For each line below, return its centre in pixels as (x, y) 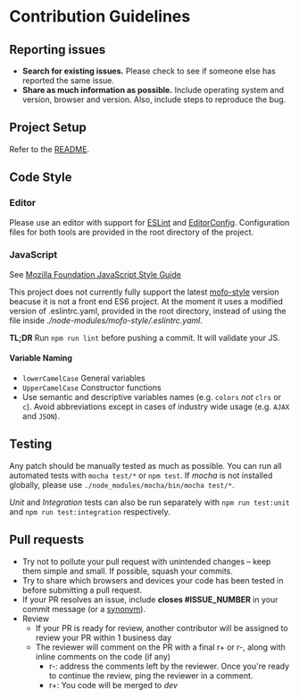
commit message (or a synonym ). (83, 609)
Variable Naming (41, 358)
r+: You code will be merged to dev (113, 685)
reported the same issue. (68, 81)
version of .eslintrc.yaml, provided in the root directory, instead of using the (148, 311)
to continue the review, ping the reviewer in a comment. (151, 675)
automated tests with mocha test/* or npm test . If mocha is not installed (141, 475)
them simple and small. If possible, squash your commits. (128, 571)
